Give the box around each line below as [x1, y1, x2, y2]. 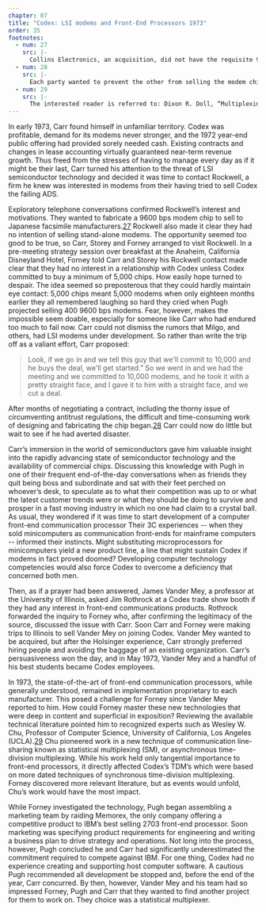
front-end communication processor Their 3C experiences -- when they [8, 520, 243, 530]
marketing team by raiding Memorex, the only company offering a [8, 810, 222, 821]
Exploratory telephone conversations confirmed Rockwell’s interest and [8, 205, 241, 214]
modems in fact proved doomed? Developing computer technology [8, 554, 227, 564]
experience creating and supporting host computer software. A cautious [8, 861, 244, 871]
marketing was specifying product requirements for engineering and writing [8, 828, 256, 837]
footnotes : [8, 33, 44, 42]
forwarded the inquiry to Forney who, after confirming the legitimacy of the [8, 611, 253, 621]
